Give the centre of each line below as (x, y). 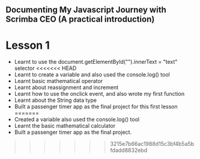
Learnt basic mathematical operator (59, 81)
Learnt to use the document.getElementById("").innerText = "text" (96, 62)
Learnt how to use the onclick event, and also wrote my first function (99, 94)
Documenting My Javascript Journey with (86, 10)
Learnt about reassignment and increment (66, 87)
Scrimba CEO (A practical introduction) (80, 20)
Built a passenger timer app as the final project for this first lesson (96, 107)
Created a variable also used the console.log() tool (77, 119)
